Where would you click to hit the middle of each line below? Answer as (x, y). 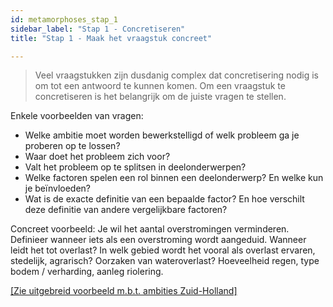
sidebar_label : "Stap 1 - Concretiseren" (98, 29)
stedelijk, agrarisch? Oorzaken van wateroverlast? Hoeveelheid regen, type (165, 261)
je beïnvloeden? (57, 188)
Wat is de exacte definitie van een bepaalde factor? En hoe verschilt (164, 199)
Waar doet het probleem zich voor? (97, 157)
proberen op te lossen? (72, 146)
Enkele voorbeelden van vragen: (77, 116)
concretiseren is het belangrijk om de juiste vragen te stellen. (160, 97)
